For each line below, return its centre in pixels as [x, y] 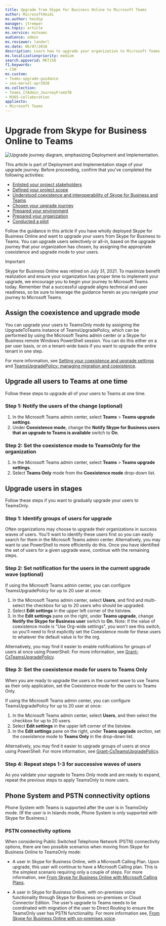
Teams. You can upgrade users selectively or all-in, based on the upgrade [80, 241]
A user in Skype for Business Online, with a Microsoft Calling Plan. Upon [86, 862]
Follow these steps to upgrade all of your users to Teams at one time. [75, 393]
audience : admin [22, 38]
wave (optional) [24, 574]
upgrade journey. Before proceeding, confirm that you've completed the [79, 170]
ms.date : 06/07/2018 [26, 46]
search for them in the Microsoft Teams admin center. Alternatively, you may [83, 540]
